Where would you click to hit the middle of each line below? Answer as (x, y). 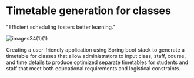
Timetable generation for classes (89, 11)
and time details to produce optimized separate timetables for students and (97, 62)
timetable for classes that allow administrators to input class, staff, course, (96, 56)
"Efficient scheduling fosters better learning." (61, 27)
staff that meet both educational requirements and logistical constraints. (93, 68)
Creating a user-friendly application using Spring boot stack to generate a (96, 50)
